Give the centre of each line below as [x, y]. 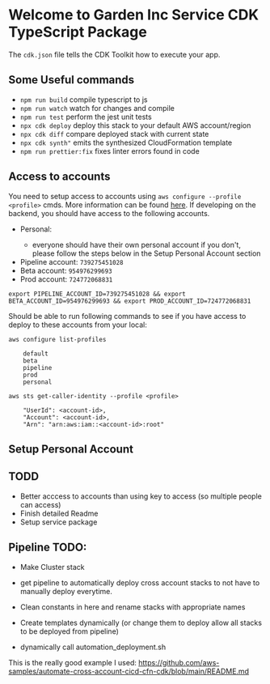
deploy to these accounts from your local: [78, 325]
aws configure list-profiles [57, 339]
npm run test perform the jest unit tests [86, 117]
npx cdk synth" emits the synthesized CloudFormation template [126, 142]
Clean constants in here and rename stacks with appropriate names [133, 607]
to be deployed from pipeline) [70, 631]
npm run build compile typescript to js [84, 100]
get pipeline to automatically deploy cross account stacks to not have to [140, 582]
